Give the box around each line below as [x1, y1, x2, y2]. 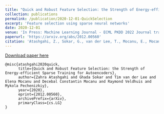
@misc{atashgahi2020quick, [5, 62, 60, 67]
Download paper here [5, 52, 49, 58]
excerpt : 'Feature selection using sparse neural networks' [5, 21, 130, 26]
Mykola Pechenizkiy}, [5, 83, 49, 88]
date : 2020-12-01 [5, 25, 41, 30]
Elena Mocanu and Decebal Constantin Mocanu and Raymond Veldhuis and [5, 79, 152, 84]
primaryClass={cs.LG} [18, 100, 62, 105]
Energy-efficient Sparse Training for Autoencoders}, [5, 70, 117, 75]
